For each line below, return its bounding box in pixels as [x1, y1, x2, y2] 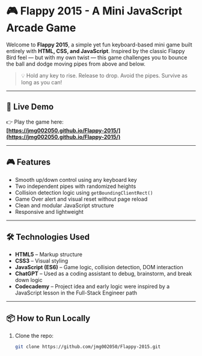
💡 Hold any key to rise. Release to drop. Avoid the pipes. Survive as [20, 72, 188, 79]
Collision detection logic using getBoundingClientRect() [14, 189, 153, 196]
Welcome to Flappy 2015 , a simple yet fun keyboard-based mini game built [6, 41, 192, 48]
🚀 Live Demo [6, 102, 54, 112]
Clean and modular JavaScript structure [14, 202, 114, 209]
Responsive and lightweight [14, 208, 84, 215]
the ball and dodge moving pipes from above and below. [6, 60, 146, 67]
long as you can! [20, 78, 63, 86]
